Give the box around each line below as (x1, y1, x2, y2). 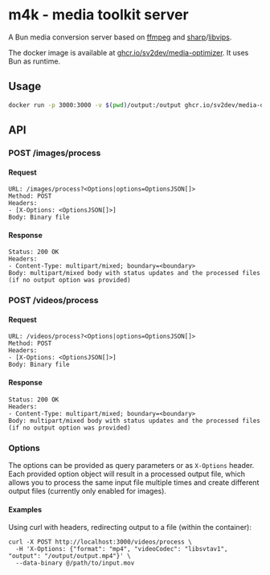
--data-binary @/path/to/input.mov (15, 559, 135, 568)
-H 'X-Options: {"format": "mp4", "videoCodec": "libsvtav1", (15, 545, 228, 553)
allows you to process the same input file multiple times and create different (8, 477, 260, 487)
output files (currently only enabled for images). (8, 486, 167, 495)
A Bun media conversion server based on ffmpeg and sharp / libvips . (8, 32, 232, 42)
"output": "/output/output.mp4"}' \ (8, 552, 131, 561)
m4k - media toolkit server (8, 6, 189, 24)
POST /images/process (8, 147, 101, 158)
